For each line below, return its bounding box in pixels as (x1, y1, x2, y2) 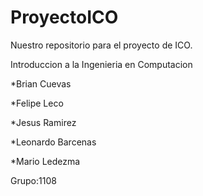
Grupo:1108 (10, 174, 57, 186)
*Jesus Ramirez (10, 116, 77, 128)
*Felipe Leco (10, 97, 64, 109)
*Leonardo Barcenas (10, 136, 97, 148)
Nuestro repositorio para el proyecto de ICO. (10, 39, 193, 51)
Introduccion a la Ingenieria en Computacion (10, 58, 193, 70)
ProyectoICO (10, 6, 119, 29)
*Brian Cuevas (10, 77, 72, 90)
